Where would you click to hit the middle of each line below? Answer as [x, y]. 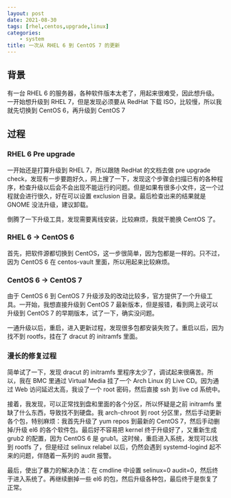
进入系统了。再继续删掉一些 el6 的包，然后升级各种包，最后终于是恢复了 [115, 479]
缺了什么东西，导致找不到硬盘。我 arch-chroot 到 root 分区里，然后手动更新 [114, 413]
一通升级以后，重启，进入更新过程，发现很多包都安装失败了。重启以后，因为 [115, 328]
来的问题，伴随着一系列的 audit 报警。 [61, 456]
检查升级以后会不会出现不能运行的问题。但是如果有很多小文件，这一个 [118, 187]
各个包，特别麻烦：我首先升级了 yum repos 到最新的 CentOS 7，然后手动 [111, 422]
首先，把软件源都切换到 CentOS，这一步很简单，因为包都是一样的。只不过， [115, 253]
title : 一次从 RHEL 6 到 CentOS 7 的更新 [64, 45]
